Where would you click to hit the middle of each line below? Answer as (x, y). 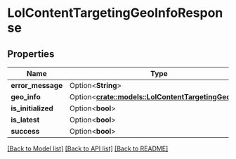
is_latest (25, 120)
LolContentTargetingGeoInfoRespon (115, 13)
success (25, 131)
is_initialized (32, 108)
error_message (37, 85)
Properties (31, 54)
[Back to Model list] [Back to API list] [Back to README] (88, 148)
